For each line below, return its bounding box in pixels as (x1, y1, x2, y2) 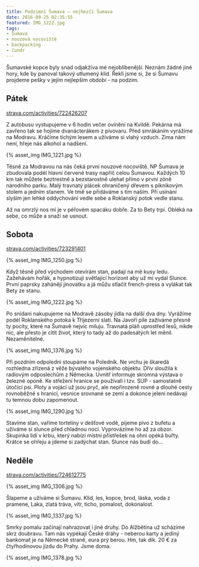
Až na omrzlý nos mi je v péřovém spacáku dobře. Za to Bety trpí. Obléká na (6, 206, 193, 213)
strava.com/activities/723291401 (6, 245, 86, 253)
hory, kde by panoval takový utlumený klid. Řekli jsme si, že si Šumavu (6, 70, 178, 77)
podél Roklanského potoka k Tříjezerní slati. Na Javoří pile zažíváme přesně (6, 316, 191, 324)
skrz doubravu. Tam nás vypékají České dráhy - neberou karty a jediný (6, 530, 180, 537)
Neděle (6, 455, 34, 465)
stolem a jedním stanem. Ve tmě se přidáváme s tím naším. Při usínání (6, 188, 177, 195)
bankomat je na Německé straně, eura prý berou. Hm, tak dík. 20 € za (6, 536, 177, 544)
